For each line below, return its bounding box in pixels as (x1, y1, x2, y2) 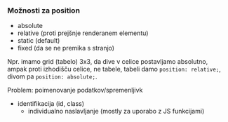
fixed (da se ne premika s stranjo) (17, 44, 114, 53)
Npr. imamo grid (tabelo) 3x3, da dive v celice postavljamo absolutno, (7, 57, 208, 66)
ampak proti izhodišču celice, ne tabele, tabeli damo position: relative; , (7, 65, 221, 74)
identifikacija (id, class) (17, 100, 85, 108)
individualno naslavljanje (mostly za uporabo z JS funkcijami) (27, 107, 205, 116)
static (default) (17, 36, 60, 45)
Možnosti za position (7, 6, 81, 15)
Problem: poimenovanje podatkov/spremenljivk (7, 86, 143, 95)
